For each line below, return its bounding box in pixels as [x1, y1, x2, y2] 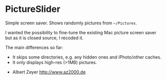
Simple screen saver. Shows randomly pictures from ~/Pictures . [5, 20, 137, 26]
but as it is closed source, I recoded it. [5, 35, 84, 41]
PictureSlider [5, 3, 61, 15]
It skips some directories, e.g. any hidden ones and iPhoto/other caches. [12, 54, 162, 60]
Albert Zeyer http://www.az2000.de [12, 69, 86, 75]
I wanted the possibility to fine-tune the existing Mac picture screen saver [5, 29, 157, 35]
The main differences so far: [5, 44, 63, 50]
